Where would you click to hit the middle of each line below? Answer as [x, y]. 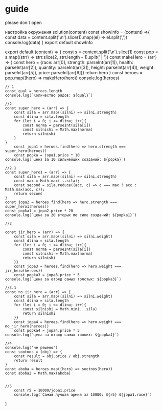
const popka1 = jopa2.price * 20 [39, 211]
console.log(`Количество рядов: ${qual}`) [49, 95]
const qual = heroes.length [34, 91]
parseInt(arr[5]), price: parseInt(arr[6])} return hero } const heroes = [74, 72]
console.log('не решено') [31, 347]
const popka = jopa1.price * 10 [47, 155]
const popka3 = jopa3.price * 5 [47, 275]
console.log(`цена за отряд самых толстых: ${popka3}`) [63, 279]
